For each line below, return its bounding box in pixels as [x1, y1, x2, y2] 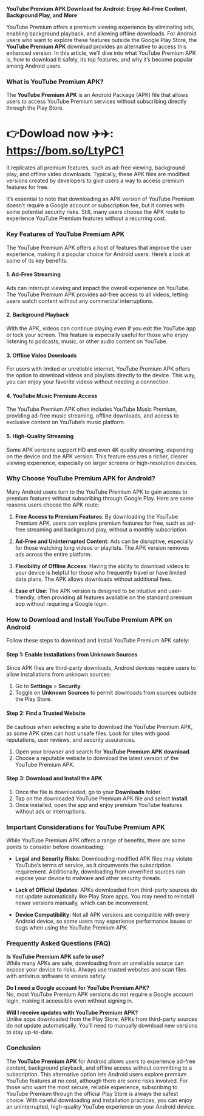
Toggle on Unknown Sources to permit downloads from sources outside [15, 689, 197, 697]
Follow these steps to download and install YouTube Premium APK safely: [6, 637, 190, 644]
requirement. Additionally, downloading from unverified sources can [15, 868, 186, 875]
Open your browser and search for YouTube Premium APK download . [15, 748, 191, 755]
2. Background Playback [6, 311, 69, 319]
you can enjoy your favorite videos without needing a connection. [6, 378, 171, 386]
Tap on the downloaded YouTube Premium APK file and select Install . [15, 795, 189, 802]
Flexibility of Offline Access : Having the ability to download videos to [15, 562, 190, 569]
